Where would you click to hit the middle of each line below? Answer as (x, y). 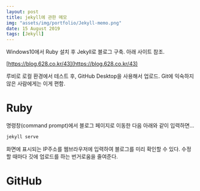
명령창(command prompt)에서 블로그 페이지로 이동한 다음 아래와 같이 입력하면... (100, 126)
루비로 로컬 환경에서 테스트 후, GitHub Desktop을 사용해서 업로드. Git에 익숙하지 (100, 76)
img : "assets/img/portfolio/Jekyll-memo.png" (64, 23)
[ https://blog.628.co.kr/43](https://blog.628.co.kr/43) (72, 64)
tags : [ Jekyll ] (25, 34)
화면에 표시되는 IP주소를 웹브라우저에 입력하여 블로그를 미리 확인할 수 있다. (93, 149)
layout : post (22, 12)
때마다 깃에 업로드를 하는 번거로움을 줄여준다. (65, 156)
